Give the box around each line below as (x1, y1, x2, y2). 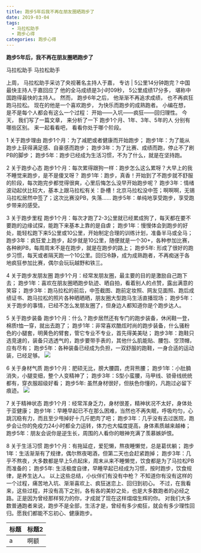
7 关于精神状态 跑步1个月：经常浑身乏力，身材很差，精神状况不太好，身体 (6, 400, 187, 407)
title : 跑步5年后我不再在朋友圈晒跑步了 (6, 8, 95, 15)
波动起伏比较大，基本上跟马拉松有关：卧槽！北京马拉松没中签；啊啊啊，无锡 (6, 187, 195, 194)
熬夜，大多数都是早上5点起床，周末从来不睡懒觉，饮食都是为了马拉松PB (16, 457, 194, 464)
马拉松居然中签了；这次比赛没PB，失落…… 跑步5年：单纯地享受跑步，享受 (6, 194, 190, 201)
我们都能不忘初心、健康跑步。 (22, 509, 96, 517)
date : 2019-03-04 (6, 14, 50, 20)
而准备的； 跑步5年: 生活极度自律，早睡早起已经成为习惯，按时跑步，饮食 (6, 465, 187, 472)
